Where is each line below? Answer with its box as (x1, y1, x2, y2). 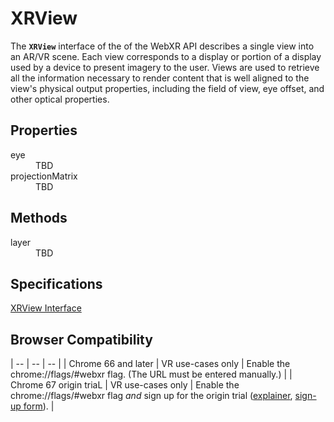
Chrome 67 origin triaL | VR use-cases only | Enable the (10, 379, 240, 391)
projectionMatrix (10, 170, 78, 182)
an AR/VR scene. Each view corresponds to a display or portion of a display (10, 50, 322, 62)
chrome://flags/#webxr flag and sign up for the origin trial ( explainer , (10, 390, 293, 402)
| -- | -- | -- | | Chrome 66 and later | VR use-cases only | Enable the (10, 358, 291, 370)
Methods (10, 210, 68, 227)
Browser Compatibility (10, 331, 153, 348)
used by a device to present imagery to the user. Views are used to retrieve (10, 61, 320, 73)
